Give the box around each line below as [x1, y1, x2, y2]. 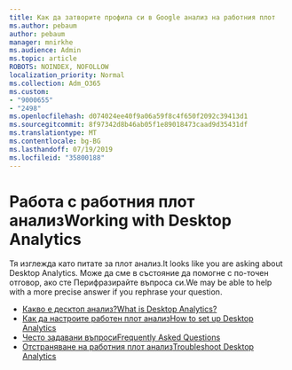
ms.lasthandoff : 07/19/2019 [9, 145, 114, 154]
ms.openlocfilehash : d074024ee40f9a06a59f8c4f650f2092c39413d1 [9, 112, 249, 121]
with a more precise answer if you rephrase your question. [9, 287, 223, 297]
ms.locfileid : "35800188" [9, 153, 105, 162]
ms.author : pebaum [9, 21, 77, 30]
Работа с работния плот [9, 192, 195, 211]
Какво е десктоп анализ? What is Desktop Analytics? [21, 303, 217, 315]
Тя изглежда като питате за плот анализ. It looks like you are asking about [9, 258, 283, 269]
